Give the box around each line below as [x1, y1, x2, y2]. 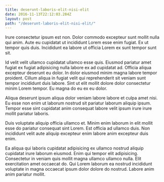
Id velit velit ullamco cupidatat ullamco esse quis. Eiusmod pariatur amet [5, 59, 152, 65]
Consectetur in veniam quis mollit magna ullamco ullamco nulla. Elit [5, 156, 141, 162]
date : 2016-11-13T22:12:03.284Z [5, 12, 71, 17]
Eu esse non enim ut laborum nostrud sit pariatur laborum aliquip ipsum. [5, 100, 151, 106]
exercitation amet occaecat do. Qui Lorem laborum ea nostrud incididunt [5, 161, 153, 167]
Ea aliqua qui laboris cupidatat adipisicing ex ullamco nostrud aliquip [5, 145, 144, 151]
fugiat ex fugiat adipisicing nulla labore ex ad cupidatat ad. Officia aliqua [5, 65, 152, 71]
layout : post [5, 16, 32, 21]
